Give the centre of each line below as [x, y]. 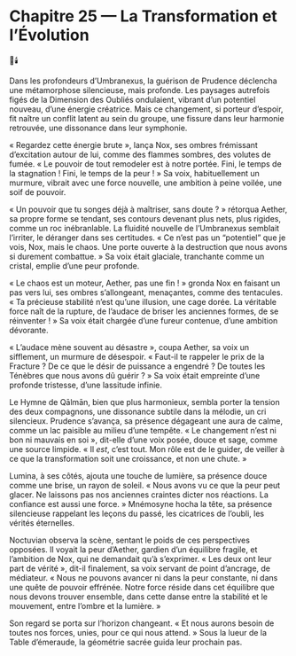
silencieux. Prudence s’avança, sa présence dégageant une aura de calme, [146, 421]
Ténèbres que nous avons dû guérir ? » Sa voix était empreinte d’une [135, 375]
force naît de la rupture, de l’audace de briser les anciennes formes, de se [144, 311]
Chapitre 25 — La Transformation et [143, 16]
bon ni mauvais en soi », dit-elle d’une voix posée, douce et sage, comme [143, 440]
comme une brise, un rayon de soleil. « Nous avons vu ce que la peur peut [145, 485]
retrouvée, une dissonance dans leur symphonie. [98, 128]
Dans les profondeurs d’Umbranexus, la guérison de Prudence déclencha [143, 81]
